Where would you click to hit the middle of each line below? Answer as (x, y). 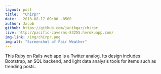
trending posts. (20, 66)
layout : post (19, 10)
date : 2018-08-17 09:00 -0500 (38, 19)
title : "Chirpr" (23, 14)
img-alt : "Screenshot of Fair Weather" (46, 42)
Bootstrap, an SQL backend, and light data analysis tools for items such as (81, 61)
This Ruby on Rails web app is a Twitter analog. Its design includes (73, 56)
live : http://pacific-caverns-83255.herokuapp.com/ (59, 33)
